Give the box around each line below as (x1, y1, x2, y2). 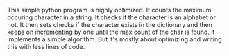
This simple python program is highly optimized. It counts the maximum (7, 6, 212, 14)
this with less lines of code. (7, 43, 85, 50)
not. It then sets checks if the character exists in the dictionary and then (7, 21, 213, 28)
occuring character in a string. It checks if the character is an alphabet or (7, 13, 217, 21)
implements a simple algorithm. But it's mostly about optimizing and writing (7, 35, 222, 44)
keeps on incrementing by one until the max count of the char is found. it (7, 28, 215, 36)
